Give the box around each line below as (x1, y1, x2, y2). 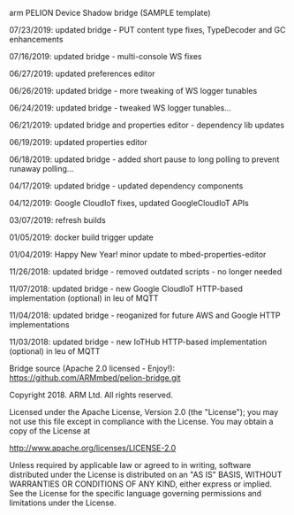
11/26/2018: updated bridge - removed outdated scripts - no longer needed (9, 266, 283, 277)
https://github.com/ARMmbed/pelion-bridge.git (9, 373, 181, 383)
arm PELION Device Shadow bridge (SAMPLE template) (9, 8, 211, 18)
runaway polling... (9, 164, 74, 173)
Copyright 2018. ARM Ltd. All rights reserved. (9, 389, 174, 400)
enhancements (9, 35, 64, 44)
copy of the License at (9, 426, 91, 436)
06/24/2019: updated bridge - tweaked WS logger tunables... (9, 103, 231, 113)
